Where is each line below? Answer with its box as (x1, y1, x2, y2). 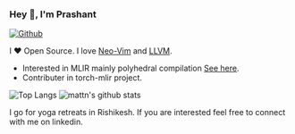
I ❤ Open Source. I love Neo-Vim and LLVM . (9, 46, 173, 56)
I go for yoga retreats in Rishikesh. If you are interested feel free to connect (9, 107, 286, 118)
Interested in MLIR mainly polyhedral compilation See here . (21, 63, 240, 74)
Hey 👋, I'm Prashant (9, 8, 97, 21)
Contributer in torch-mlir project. (21, 72, 143, 83)
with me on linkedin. (9, 116, 83, 128)
